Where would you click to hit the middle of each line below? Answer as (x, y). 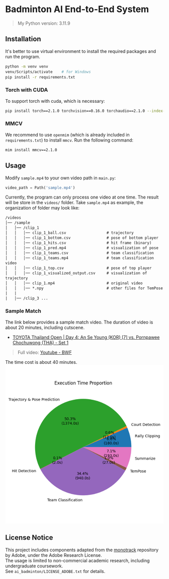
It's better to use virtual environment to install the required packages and (81, 51)
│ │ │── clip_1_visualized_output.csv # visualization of (76, 273)
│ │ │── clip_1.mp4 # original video (74, 283)
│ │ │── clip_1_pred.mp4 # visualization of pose (82, 248)
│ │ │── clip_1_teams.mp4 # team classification (80, 258)
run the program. (23, 56)
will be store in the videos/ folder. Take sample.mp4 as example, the (74, 203)
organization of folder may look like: (42, 208)
